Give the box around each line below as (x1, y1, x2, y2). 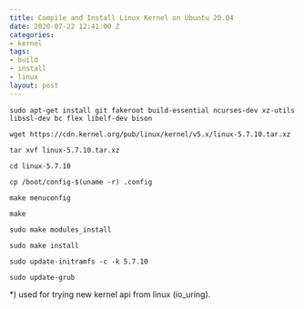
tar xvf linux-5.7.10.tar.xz (9, 145, 120, 154)
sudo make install (9, 241, 79, 250)
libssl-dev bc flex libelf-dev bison (9, 114, 153, 123)
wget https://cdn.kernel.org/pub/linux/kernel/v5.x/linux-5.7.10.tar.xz (9, 129, 291, 139)
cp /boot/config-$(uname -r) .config (9, 177, 153, 186)
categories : (9, 30, 55, 39)
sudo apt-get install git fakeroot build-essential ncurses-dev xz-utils (9, 105, 296, 115)
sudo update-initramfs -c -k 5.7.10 (9, 256, 148, 266)
